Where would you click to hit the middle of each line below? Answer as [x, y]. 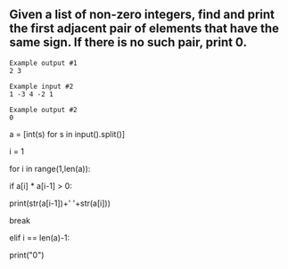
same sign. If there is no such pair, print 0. [128, 42]
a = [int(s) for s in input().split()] [67, 134]
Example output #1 [43, 63]
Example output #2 [43, 110]
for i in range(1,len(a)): [50, 168]
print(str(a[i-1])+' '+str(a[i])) [60, 203]
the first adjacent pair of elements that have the [144, 29]
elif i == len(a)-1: [39, 237]
